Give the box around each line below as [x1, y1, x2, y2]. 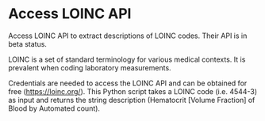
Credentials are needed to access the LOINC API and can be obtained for [8, 78, 248, 88]
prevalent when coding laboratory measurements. [8, 62, 172, 72]
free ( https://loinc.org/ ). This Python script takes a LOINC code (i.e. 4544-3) [8, 86, 258, 96]
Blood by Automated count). [8, 104, 101, 113]
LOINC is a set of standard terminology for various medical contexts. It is [8, 55, 246, 64]
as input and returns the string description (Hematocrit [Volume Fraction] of [8, 95, 255, 104]
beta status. [8, 39, 48, 48]
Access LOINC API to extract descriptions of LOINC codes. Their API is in [8, 31, 248, 40]
